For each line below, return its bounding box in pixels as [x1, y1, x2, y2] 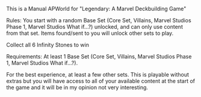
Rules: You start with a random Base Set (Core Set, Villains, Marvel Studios [6, 17, 191, 23]
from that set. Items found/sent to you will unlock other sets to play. [6, 30, 174, 37]
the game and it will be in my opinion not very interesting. [6, 84, 149, 91]
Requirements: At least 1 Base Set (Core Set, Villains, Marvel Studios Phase [6, 53, 192, 60]
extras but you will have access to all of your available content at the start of [6, 78, 196, 84]
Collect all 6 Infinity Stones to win [6, 42, 89, 48]
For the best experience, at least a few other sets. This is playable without [6, 71, 190, 78]
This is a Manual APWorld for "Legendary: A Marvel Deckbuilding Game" [6, 5, 187, 12]
